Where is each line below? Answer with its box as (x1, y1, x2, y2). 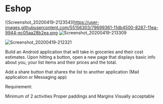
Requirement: (5, 83, 33, 89)
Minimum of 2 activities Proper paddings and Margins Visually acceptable (5, 93, 155, 99)
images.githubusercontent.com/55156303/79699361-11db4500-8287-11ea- (5, 24, 159, 30)
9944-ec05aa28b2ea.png (5, 30, 58, 35)
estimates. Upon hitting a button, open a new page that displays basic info (5, 54, 156, 60)
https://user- (73, 19, 99, 25)
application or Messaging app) (5, 74, 67, 80)
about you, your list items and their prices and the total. (5, 59, 117, 65)
